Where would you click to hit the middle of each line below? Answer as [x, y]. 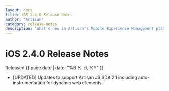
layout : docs [19, 10]
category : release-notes [31, 24]
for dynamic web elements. [74, 83]
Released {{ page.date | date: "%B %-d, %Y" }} [55, 68]
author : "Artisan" [24, 19]
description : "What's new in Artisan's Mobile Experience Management [80, 29]
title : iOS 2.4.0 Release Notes [39, 15]
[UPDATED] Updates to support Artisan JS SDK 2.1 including [75, 78]
